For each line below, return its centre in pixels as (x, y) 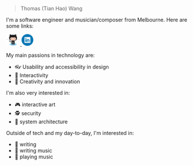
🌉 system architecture (41, 122)
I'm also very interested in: (38, 93)
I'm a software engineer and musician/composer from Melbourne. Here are (97, 20)
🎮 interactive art (35, 104)
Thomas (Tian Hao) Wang (51, 8)
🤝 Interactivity (31, 75)
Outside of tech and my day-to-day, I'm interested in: (70, 133)
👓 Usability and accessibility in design (62, 67)
